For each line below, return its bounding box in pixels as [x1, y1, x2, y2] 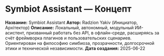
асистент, [5, 30, 26, 36]
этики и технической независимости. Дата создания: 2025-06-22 [5, 45, 145, 51]
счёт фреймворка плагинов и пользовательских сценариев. [5, 35, 132, 41]
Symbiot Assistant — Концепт [5, 3, 132, 15]
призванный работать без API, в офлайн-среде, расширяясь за [26, 30, 159, 36]
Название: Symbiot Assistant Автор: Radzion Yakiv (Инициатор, [5, 19, 138, 25]
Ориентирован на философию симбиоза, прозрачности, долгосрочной [5, 40, 155, 46]
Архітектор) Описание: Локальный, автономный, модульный [5, 24, 134, 30]
